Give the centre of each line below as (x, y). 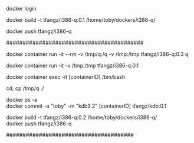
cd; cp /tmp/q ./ (25, 88)
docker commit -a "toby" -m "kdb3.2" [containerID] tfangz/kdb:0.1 (86, 106)
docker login (21, 9)
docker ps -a (22, 100)
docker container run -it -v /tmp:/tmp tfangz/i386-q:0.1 (73, 65)
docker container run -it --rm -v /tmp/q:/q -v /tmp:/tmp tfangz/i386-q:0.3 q (97, 54)
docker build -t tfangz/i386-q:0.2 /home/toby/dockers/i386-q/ (82, 117)
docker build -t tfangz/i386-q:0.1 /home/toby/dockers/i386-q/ (81, 20)
